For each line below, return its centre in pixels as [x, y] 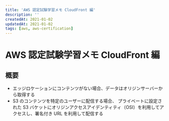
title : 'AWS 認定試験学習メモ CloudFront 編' [50, 10]
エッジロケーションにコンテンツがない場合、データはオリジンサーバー [86, 88]
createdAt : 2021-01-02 [29, 19]
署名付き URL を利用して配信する [69, 113]
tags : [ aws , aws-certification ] [39, 29]
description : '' [22, 15]
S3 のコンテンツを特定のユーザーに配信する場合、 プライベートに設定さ [87, 101]
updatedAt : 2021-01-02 [29, 24]
